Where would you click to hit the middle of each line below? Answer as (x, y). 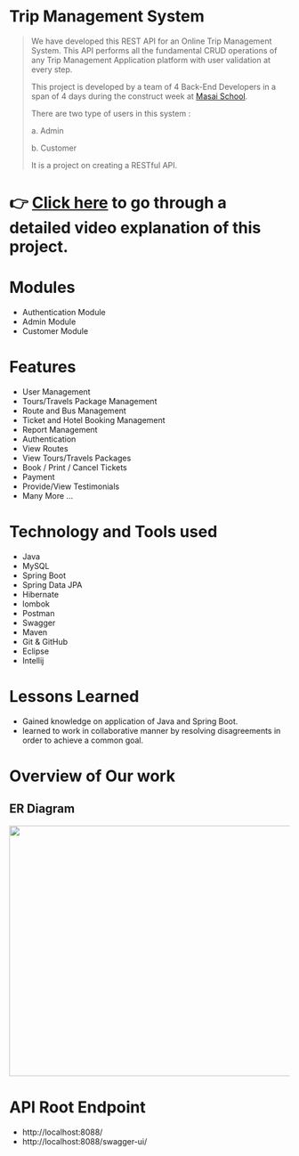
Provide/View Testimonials (71, 486)
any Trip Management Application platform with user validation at (151, 60)
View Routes (45, 448)
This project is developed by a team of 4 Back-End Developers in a (154, 86)
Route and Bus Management (74, 411)
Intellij (33, 660)
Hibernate (40, 594)
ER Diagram (42, 809)
